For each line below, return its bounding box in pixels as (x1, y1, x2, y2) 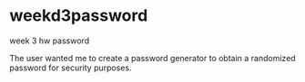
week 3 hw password (9, 35, 89, 46)
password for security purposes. (9, 62, 132, 73)
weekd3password (9, 5, 148, 26)
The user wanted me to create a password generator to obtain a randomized (9, 52, 296, 63)
